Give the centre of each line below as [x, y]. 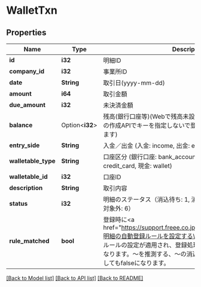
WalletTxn [32, 10]
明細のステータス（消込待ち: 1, [147, 199]
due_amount [28, 105]
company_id [27, 71]
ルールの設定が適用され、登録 [145, 245]
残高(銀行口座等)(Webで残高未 [146, 116]
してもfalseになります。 [136, 263]
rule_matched [29, 241]
